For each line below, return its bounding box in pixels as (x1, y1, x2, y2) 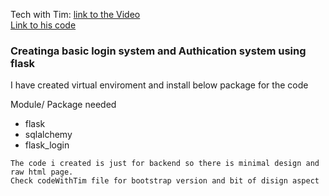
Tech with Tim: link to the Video (10, 9, 141, 20)
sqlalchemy (24, 129, 73, 141)
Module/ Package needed (10, 99, 117, 111)
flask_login (24, 139, 70, 151)
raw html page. (10, 167, 74, 178)
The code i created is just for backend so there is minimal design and (10, 159, 320, 169)
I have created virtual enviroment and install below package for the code (10, 79, 309, 91)
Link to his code (10, 19, 77, 31)
